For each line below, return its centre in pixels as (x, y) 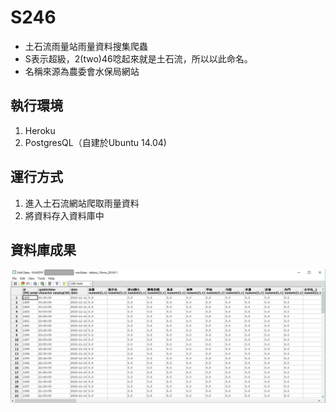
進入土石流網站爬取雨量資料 (82, 203)
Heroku (40, 130)
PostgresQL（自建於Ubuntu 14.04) (95, 142)
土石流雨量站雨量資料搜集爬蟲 (86, 46)
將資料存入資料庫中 (64, 215)
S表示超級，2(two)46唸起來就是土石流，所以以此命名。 (138, 58)
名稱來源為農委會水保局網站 (82, 71)
